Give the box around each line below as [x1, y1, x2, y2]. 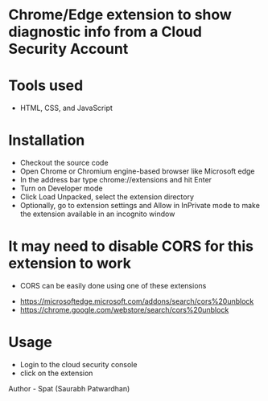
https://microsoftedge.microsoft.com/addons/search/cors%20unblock [19, 297, 254, 306]
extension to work [8, 255, 131, 272]
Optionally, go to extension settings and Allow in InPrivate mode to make [19, 201, 260, 211]
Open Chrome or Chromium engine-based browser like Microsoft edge [19, 166, 255, 176]
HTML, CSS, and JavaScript [19, 103, 113, 113]
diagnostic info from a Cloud [8, 23, 203, 41]
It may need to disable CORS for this [8, 237, 254, 256]
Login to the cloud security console [19, 359, 138, 369]
